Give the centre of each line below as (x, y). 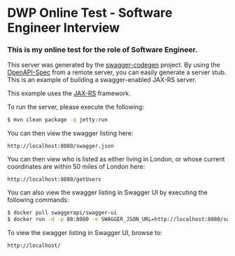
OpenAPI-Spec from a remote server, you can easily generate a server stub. (117, 72)
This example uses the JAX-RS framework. (69, 93)
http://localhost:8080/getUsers (54, 180)
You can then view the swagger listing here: (70, 133)
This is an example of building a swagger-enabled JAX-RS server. (102, 80)
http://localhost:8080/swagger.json (60, 146)
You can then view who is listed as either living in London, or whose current (116, 159)
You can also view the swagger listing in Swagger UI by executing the (107, 193)
